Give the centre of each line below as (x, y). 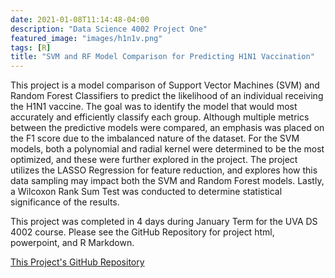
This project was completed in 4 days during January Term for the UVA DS (164, 222)
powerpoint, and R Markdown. (72, 243)
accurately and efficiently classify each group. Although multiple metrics (160, 117)
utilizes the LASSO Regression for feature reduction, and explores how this (164, 170)
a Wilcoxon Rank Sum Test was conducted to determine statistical (146, 192)
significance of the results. (65, 202)
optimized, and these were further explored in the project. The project (154, 160)
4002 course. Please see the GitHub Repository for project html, (142, 232)
